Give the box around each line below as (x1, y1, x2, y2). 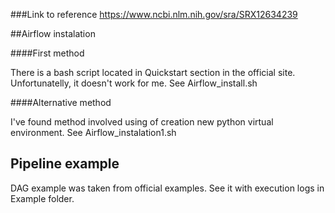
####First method (10, 47, 85, 59)
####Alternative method (10, 97, 112, 108)
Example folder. (10, 192, 75, 204)
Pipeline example (10, 155, 120, 173)
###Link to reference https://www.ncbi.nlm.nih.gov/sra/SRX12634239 (10, 9, 298, 20)
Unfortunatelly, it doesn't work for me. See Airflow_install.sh (10, 77, 258, 89)
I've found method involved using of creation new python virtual (10, 116, 274, 128)
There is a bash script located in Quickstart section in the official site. (10, 67, 296, 78)
